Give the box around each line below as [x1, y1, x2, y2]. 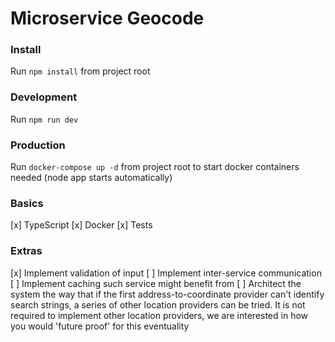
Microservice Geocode [10, 7, 205, 30]
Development [10, 90, 78, 104]
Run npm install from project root [10, 65, 151, 77]
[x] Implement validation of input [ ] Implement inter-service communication [10, 267, 322, 279]
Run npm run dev [10, 113, 79, 125]
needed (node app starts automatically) [10, 172, 173, 184]
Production [10, 138, 66, 152]
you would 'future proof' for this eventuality [10, 320, 190, 332]
